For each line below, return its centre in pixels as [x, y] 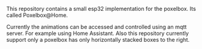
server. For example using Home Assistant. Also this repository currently [98, 33]
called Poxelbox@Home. [37, 15]
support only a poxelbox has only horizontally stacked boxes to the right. [98, 40]
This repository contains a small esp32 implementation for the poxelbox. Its [101, 9]
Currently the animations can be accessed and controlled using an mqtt [96, 27]
